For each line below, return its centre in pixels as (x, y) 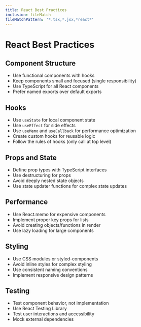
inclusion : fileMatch (28, 15)
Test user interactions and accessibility (54, 314)
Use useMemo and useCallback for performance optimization (74, 131)
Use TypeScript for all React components (56, 86)
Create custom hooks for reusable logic (54, 136)
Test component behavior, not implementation (61, 303)
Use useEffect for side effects (44, 126)
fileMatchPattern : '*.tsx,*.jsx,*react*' (50, 19)
